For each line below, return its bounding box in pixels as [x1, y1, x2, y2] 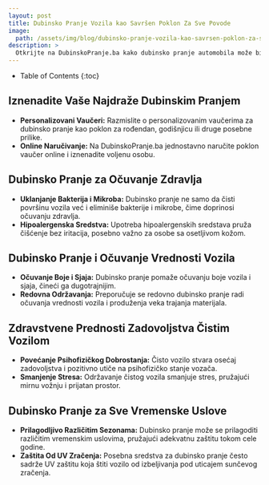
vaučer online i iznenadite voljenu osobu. [19, 149, 155, 159]
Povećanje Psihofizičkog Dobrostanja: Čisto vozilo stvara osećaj [19, 355, 236, 365]
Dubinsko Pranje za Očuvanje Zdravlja [8, 173, 203, 187]
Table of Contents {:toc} [19, 71, 100, 80]
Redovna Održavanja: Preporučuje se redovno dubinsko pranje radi [19, 289, 244, 299]
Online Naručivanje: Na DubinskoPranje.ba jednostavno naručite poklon [19, 141, 259, 151]
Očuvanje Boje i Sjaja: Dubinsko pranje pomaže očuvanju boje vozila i [19, 273, 251, 282]
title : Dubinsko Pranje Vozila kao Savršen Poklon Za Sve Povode [8, 19, 231, 27]
